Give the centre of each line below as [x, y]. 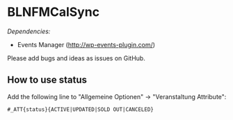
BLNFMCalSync [53, 12]
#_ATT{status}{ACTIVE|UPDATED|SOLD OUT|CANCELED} [81, 109]
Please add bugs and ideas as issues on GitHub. [77, 58]
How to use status [47, 80]
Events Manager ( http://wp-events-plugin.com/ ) [86, 44]
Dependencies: [29, 31]
